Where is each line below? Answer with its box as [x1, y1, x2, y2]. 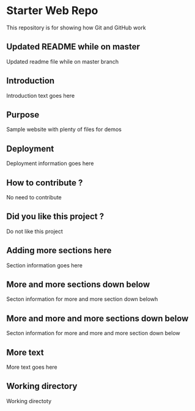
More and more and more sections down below [6, 313, 189, 324]
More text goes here [6, 363, 58, 371]
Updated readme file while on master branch [6, 57, 119, 65]
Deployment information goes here [6, 160, 94, 167]
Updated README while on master [6, 42, 141, 52]
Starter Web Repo [6, 4, 98, 18]
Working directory [6, 381, 78, 391]
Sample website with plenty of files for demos [6, 126, 122, 133]
